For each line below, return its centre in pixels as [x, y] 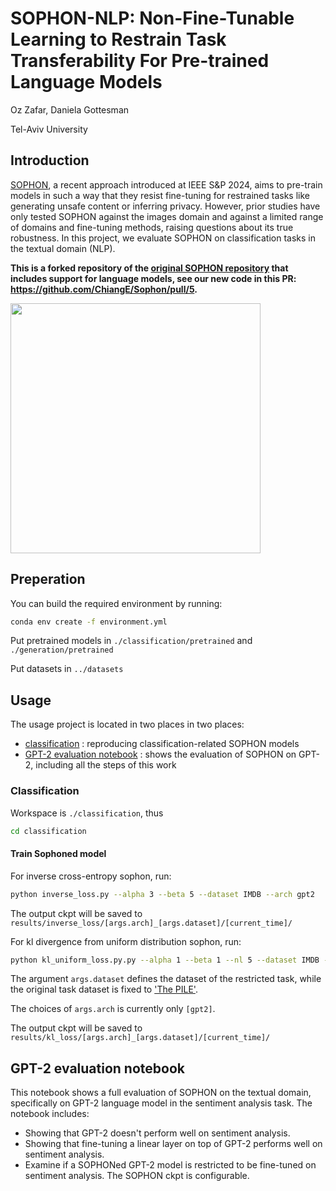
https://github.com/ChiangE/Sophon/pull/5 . [104, 289]
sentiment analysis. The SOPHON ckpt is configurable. [137, 1176]
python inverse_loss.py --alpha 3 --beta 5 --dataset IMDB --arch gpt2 [162, 894]
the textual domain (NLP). [63, 248]
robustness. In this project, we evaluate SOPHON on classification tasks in [163, 238]
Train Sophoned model [58, 854]
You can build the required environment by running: [116, 603]
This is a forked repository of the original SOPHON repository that [149, 268]
